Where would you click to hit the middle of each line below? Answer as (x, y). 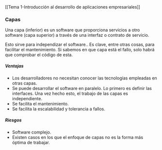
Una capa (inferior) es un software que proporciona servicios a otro (73, 30)
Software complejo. (32, 132)
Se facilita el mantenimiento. (40, 104)
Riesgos (13, 120)
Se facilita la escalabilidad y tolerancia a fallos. (59, 109)
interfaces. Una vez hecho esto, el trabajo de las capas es (70, 93)
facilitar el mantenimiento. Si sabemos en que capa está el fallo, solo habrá (80, 50)
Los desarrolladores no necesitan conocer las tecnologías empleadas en (85, 78)
